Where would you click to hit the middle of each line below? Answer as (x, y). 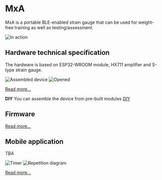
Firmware (20, 114)
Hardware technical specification (58, 53)
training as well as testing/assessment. (54, 27)
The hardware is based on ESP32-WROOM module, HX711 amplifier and (78, 64)
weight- (146, 22)
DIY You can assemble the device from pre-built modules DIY (68, 98)
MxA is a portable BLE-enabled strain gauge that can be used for (71, 22)
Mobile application (34, 141)
